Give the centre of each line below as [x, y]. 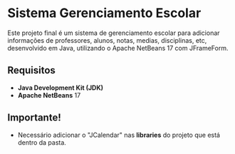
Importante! [35, 118]
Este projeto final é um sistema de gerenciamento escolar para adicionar [114, 33]
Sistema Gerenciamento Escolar [104, 13]
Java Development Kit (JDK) [61, 88]
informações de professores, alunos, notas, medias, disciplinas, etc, [107, 40]
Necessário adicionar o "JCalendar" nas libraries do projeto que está [119, 135]
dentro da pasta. [42, 142]
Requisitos [31, 70]
